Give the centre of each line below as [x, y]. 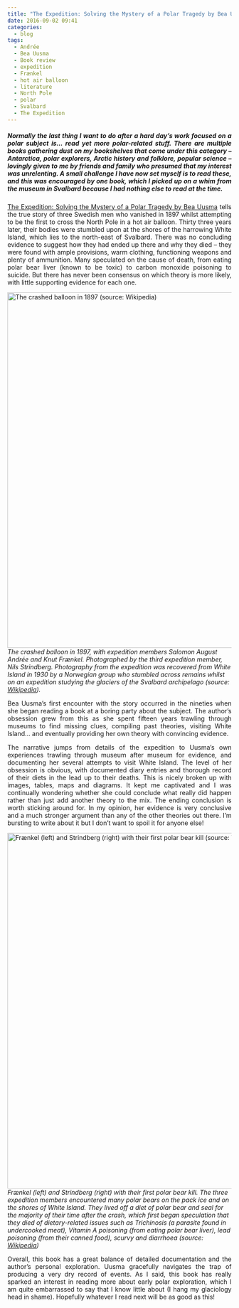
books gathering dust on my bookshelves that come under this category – [119, 151]
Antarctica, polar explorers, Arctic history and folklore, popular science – [119, 159]
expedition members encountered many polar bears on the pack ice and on [118, 1200]
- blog [23, 34]
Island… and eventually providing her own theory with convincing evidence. [118, 733]
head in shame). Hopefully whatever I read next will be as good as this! [111, 1297]
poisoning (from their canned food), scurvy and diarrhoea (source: [106, 1238]
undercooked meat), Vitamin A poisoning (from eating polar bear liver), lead [119, 1230]
